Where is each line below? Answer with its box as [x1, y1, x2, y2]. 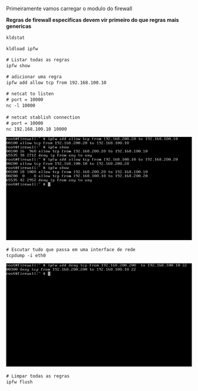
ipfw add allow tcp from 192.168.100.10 [6, 80, 107, 86]
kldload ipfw [6, 46, 38, 52]
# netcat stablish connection [6, 114, 81, 120]
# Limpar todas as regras [6, 373, 70, 379]
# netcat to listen [6, 91, 54, 97]
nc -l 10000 [6, 103, 35, 109]
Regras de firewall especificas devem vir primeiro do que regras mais [6, 17, 179, 23]
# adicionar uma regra [6, 74, 62, 80]
